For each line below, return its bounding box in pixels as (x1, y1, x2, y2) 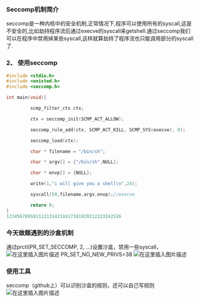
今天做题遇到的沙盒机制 (6, 229, 74, 237)
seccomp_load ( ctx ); (30, 137, 79, 144)
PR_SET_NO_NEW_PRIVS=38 (60, 251, 133, 258)
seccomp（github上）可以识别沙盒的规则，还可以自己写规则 (6, 282, 155, 289)
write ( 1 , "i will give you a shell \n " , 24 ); (30, 181, 137, 187)
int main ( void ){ (6, 94, 47, 101)
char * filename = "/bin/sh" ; (30, 148, 106, 155)
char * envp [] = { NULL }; (30, 170, 93, 176)
